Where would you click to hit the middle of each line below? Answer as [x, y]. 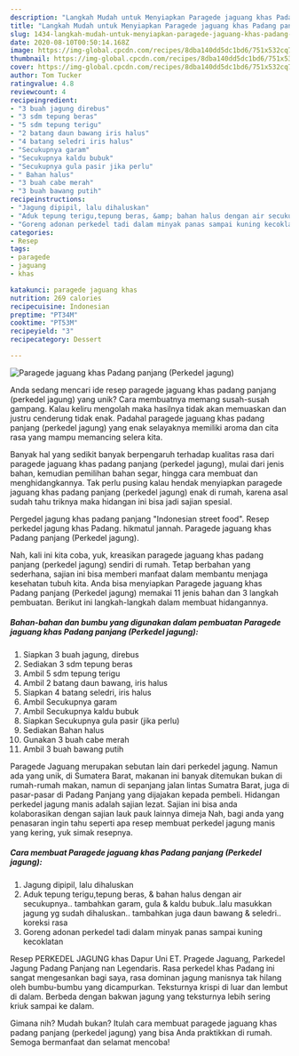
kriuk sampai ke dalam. [52, 1005]
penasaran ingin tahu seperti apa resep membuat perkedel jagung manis [143, 823]
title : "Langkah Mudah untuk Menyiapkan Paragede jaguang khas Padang [143, 26]
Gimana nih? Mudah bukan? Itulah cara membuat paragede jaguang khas [144, 1023]
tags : [20, 249]
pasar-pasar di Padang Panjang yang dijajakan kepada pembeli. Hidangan [145, 794]
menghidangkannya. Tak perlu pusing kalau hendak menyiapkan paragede [146, 482]
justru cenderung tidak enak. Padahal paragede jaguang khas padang [138, 418]
